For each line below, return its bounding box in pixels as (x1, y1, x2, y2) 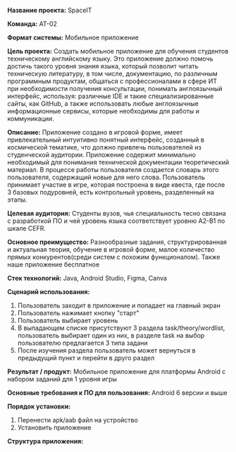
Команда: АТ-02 (7, 20, 58, 28)
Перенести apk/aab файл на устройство (17, 416, 139, 424)
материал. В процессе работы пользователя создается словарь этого (7, 166, 219, 173)
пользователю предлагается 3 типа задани (17, 338, 148, 347)
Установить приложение (17, 423, 92, 432)
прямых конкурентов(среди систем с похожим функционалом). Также (7, 253, 221, 261)
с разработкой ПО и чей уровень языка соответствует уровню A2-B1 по (7, 216, 225, 225)
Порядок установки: (7, 402, 71, 410)
